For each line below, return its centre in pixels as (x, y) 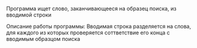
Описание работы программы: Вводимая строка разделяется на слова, (98, 26)
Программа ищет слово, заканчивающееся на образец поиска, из (91, 9)
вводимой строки (29, 15)
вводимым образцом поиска (43, 39)
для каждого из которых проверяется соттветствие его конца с (88, 33)
